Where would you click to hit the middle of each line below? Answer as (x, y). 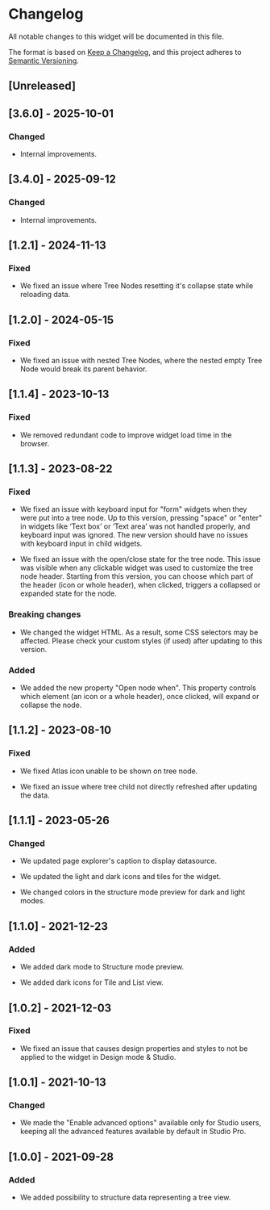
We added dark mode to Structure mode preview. (102, 967)
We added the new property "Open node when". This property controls (138, 688)
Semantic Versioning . (44, 61)
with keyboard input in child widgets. (81, 544)
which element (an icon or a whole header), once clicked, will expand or (139, 697)
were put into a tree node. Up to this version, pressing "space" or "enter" (141, 518)
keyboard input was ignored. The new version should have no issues (134, 535)
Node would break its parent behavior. (83, 369)
